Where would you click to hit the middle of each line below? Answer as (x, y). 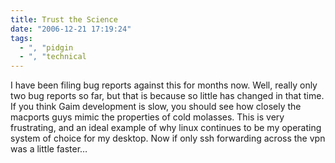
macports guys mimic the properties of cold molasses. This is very (147, 117)
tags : (21, 38)
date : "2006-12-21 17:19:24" (71, 29)
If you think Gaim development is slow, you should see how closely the (156, 107)
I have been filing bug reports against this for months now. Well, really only (164, 85)
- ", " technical (53, 57)
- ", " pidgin (46, 47)
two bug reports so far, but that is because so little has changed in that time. (167, 96)
